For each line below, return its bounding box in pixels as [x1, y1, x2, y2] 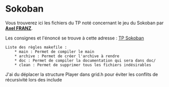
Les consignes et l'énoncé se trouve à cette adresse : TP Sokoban [5, 35, 144, 41]
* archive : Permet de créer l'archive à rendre [14, 54, 120, 59]
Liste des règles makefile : [5, 45, 67, 50]
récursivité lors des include [5, 76, 62, 82]
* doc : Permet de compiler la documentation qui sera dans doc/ [14, 58, 156, 63]
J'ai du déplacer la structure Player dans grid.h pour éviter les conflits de [5, 71, 158, 77]
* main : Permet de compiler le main [14, 49, 95, 54]
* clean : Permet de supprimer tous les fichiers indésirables [14, 62, 152, 67]
